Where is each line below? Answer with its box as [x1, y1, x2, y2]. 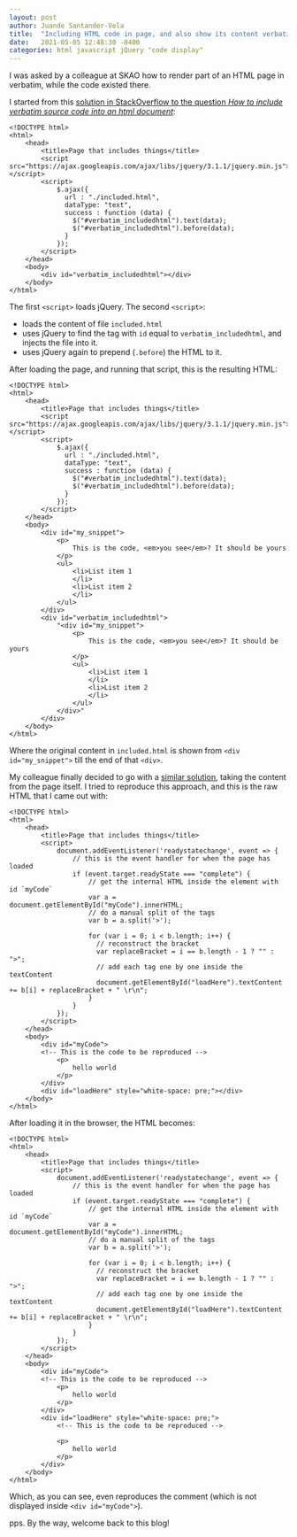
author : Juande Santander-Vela [9, 21, 125, 30]
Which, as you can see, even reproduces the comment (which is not [9, 1491, 257, 1502]
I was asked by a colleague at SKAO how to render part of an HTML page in [9, 70, 285, 81]
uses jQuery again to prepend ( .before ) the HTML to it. [21, 347, 223, 358]
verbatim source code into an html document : [9, 106, 176, 117]
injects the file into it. [21, 337, 99, 348]
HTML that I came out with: [9, 791, 109, 801]
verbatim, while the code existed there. [9, 80, 152, 90]
